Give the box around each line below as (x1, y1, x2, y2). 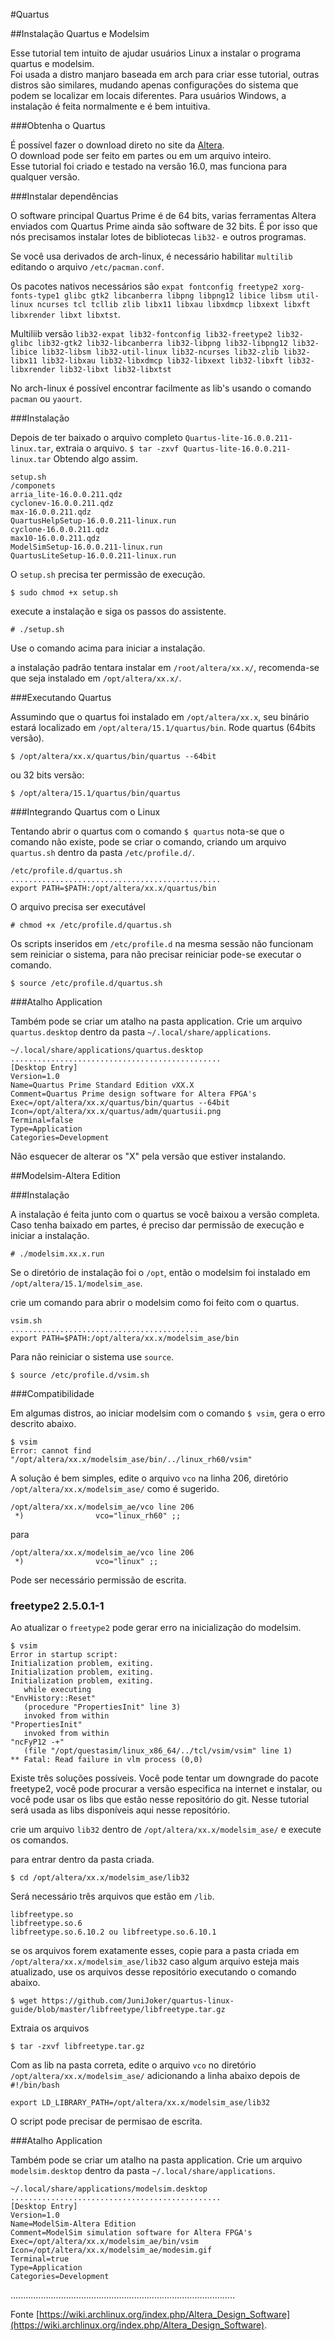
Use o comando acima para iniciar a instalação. (10, 642, 206, 654)
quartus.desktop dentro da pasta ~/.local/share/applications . (10, 1026, 272, 1038)
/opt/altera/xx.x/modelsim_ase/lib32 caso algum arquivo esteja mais (10, 1955, 300, 1968)
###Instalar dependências (10, 190, 119, 202)
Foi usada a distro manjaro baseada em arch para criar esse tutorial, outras (10, 69, 320, 80)
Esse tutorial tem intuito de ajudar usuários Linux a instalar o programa (10, 47, 302, 59)
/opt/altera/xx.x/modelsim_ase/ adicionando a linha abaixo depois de (10, 2070, 301, 2082)
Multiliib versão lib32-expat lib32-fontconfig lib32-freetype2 (10, 328, 273, 339)
